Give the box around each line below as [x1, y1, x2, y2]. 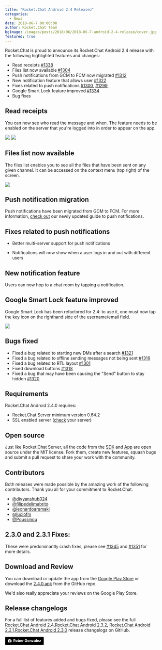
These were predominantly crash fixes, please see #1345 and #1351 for [5, 543, 147, 549]
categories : [5, 12, 29, 16]
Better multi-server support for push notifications [12, 241, 110, 246]
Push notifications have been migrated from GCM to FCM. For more [5, 208, 140, 214]
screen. [5, 172, 20, 178]
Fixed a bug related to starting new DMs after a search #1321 [12, 350, 133, 356]
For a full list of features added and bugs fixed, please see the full [5, 617, 136, 623]
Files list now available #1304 [12, 67, 71, 73]
